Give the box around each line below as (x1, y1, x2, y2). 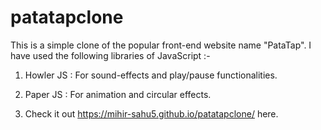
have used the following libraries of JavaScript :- (10, 49, 211, 61)
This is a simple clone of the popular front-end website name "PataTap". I (10, 39, 312, 51)
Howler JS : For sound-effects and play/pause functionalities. (24, 69, 278, 81)
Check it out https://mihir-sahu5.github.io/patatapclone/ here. (24, 107, 279, 120)
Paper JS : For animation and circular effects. (24, 88, 212, 100)
